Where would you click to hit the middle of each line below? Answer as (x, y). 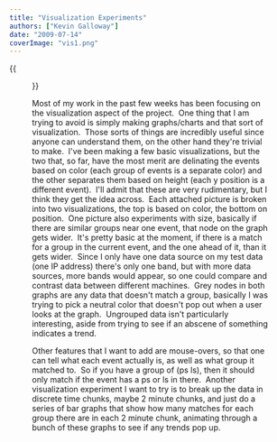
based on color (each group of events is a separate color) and (147, 170)
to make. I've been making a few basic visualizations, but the (146, 152)
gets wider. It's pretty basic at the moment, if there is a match (148, 238)
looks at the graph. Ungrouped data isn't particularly (130, 314)
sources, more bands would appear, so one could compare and (150, 276)
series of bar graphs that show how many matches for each (143, 409)
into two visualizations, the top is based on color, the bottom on (150, 209)
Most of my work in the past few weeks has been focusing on (146, 104)
